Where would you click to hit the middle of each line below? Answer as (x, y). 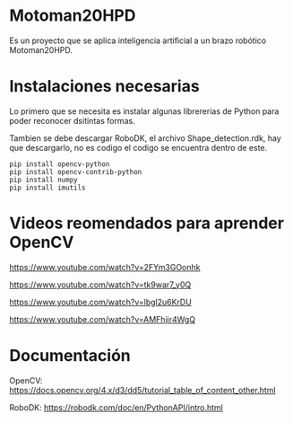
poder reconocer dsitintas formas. (73, 120)
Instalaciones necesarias (104, 87)
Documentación (70, 356)
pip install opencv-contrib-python (76, 171)
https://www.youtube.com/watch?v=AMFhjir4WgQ (102, 319)
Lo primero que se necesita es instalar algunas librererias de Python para (144, 111)
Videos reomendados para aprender (147, 223)
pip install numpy (43, 180)
